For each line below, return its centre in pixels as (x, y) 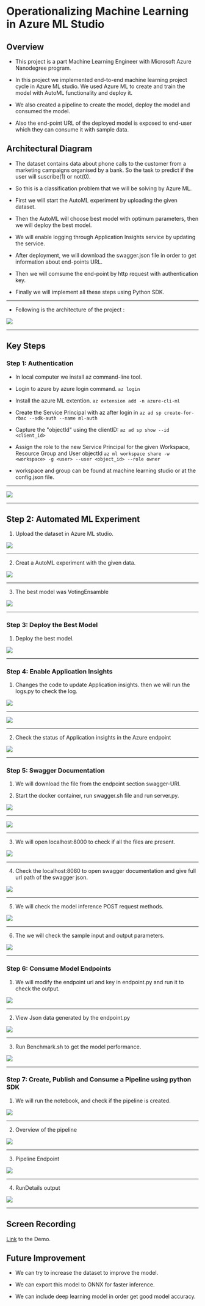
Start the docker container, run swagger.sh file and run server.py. (97, 796)
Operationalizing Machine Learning (98, 11)
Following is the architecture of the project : (70, 310)
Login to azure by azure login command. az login (77, 388)
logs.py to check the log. (46, 691)
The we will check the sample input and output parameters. (90, 936)
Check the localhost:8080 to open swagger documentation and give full (106, 871)
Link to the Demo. (28, 1239)
